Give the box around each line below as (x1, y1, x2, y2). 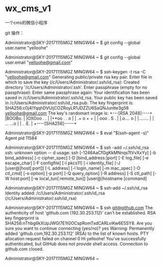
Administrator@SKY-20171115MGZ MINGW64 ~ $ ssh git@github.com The (5, 205, 153, 211)
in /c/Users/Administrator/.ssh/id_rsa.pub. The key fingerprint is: (5, 100, 134, 106)
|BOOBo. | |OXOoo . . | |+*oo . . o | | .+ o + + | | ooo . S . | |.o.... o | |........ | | (5, 115, 154, 121)
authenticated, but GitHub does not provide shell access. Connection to (5, 241, 148, 247)
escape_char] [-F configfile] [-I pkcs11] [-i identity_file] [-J (5, 160, 120, 166)
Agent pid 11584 (5, 135, 37, 141)
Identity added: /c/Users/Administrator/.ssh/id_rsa (5, 190, 105, 196)
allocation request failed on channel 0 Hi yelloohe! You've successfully (5, 235, 146, 241)
